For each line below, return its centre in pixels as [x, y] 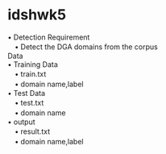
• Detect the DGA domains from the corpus [86, 47]
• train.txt [30, 73]
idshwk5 [37, 15]
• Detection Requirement [49, 37]
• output [21, 122]
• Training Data [33, 64]
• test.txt [29, 102]
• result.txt [32, 131]
